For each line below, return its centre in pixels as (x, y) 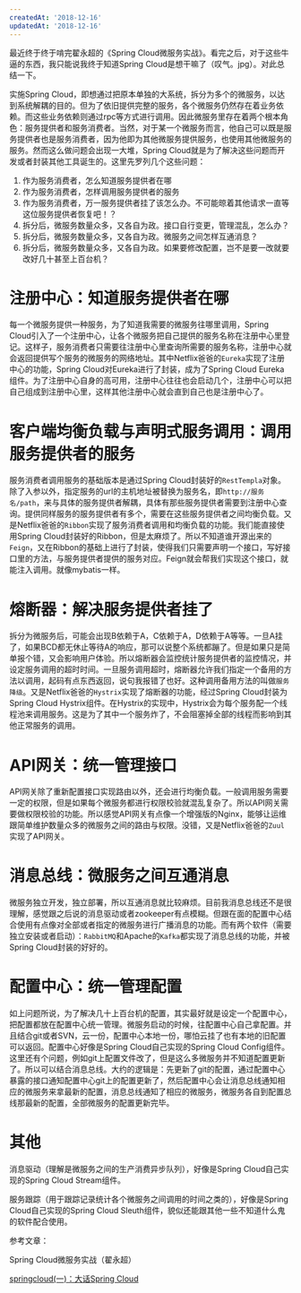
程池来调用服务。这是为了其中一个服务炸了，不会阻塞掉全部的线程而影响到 (146, 714)
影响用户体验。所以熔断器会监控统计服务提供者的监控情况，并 (178, 659)
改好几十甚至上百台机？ (65, 259)
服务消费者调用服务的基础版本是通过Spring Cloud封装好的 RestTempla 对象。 (148, 480)
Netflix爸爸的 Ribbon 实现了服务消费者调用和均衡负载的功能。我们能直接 (147, 525)
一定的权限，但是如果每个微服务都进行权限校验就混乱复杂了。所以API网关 (145, 803)
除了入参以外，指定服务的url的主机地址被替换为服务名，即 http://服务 (137, 491)
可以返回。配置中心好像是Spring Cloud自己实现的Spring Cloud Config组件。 (150, 1047)
